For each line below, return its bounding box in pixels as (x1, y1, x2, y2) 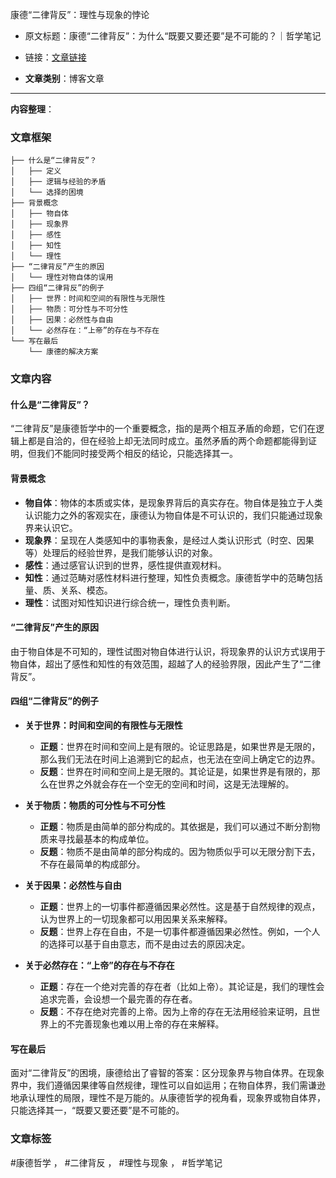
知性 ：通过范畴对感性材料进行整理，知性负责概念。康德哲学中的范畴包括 (24, 571, 323, 583)
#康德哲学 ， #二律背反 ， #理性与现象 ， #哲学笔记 (10, 1156, 223, 1168)
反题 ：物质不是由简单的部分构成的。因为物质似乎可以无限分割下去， (39, 846, 321, 858)
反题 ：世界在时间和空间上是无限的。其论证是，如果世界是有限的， (39, 766, 312, 778)
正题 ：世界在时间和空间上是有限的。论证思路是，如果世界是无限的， (39, 741, 321, 753)
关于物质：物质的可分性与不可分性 (24, 799, 166, 812)
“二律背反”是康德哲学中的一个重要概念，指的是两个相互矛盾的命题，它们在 (10, 423, 317, 435)
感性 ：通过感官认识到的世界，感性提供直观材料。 (24, 559, 227, 571)
